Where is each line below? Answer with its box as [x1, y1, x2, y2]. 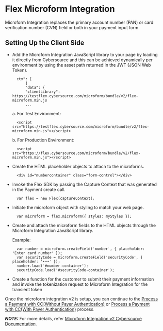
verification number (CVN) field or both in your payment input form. [5, 24, 140, 30]
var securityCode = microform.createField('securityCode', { [16, 255, 143, 260]
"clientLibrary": [25, 89, 61, 94]
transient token [12, 286, 43, 292]
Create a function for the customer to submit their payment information [12, 276, 154, 282]
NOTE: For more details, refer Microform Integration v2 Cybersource [5, 315, 142, 321]
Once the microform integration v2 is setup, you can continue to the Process [5, 296, 158, 302]
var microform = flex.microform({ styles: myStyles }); [16, 214, 132, 219]
